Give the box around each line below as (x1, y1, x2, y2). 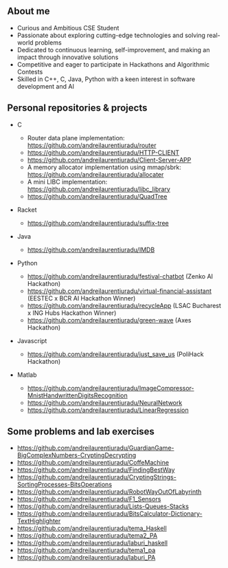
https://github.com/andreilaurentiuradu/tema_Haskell (16, 524, 167, 532)
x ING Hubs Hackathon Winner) (27, 309, 117, 317)
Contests (16, 67, 43, 76)
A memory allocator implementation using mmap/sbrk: (27, 163, 182, 171)
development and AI (16, 82, 74, 90)
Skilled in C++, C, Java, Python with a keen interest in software (16, 75, 196, 83)
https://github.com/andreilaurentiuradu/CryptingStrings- (16, 473, 176, 481)
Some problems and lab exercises (7, 426, 155, 437)
